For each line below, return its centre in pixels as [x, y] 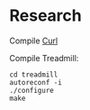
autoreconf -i [36, 82]
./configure [31, 90]
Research [46, 16]
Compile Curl [34, 41]
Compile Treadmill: [44, 58]
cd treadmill [34, 74]
